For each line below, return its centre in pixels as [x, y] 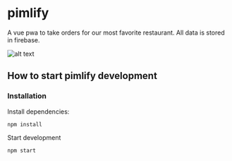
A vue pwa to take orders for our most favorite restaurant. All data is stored [116, 32]
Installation [27, 96]
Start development [34, 137]
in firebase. [24, 40]
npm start [22, 150]
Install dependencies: [38, 112]
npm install [25, 124]
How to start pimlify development [82, 76]
